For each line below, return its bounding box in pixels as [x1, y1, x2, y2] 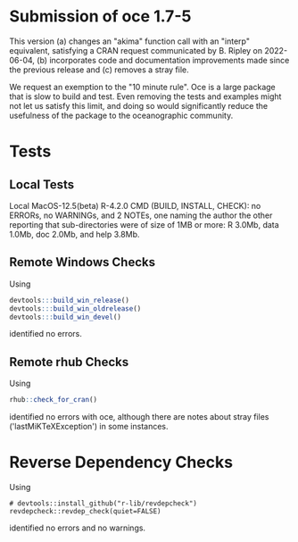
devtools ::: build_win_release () [9, 296, 129, 304]
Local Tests [9, 177, 75, 192]
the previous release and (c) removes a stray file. [9, 64, 189, 75]
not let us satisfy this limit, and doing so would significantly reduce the [9, 100, 269, 111]
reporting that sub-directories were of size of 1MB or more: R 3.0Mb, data [9, 219, 279, 229]
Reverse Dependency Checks [9, 453, 234, 472]
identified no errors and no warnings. [9, 522, 145, 533]
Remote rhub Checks [9, 354, 129, 370]
